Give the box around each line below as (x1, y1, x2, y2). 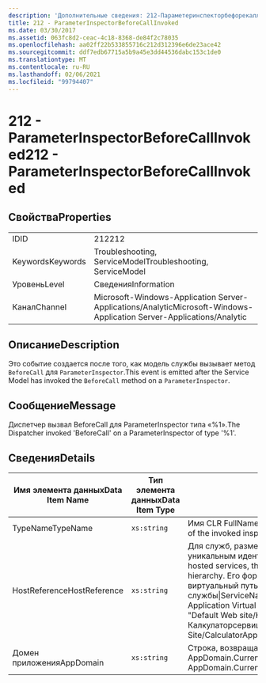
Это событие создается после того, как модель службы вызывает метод (8, 359, 256, 369)
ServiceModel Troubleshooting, (93, 256, 209, 267)
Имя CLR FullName (187, 518, 260, 529)
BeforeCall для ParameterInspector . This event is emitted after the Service (8, 367, 249, 377)
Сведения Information (93, 279, 175, 290)
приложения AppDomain (12, 657, 104, 668)
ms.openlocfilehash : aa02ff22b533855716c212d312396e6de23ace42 (8, 41, 222, 49)
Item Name (47, 494, 89, 505)
